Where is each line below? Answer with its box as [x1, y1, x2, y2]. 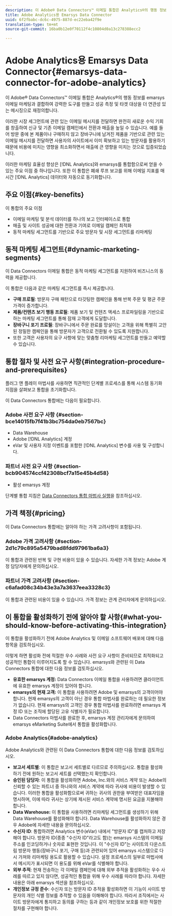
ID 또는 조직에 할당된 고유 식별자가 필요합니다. [18, 708, 110, 714]
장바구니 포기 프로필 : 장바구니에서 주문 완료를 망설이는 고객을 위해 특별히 [12, 322, 158, 328]
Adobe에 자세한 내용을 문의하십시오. [18, 822, 91, 828]
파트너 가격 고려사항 [5, 578, 52, 585]
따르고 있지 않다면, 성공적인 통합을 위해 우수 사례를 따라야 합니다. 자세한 [22, 873, 166, 879]
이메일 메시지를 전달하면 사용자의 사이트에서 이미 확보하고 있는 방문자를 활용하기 [5, 137, 165, 144]
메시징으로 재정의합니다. [10, 107, 59, 113]
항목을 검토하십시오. [5, 642, 45, 648]
